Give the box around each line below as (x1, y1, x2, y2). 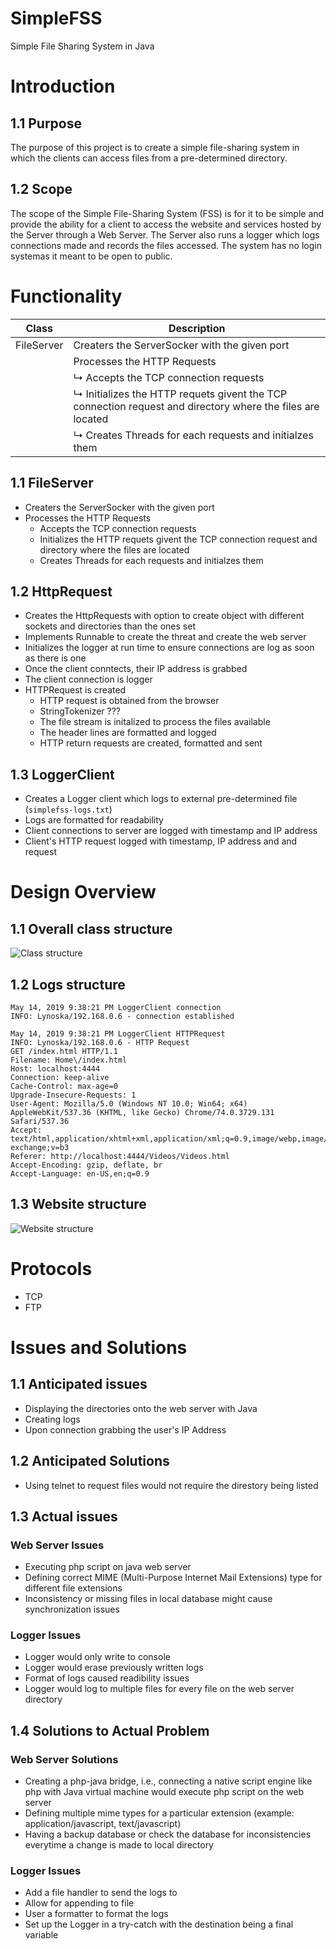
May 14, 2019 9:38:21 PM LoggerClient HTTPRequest (10, 1028, 226, 1039)
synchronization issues (24, 1603, 120, 1616)
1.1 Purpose (10, 115, 82, 132)
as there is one (24, 652, 87, 664)
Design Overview (10, 881, 157, 904)
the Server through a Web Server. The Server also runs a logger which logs (10, 228, 320, 241)
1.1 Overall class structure (10, 920, 173, 937)
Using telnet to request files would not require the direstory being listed (24, 1479, 319, 1491)
